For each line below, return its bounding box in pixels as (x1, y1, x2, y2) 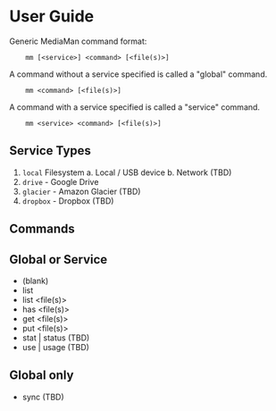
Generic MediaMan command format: (9, 36, 147, 46)
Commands (9, 222, 76, 237)
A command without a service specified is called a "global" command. (9, 69, 268, 80)
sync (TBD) (21, 391, 64, 402)
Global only (9, 368, 74, 383)
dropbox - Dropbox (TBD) (21, 195, 114, 206)
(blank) (21, 275, 49, 286)
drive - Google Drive (21, 176, 99, 187)
